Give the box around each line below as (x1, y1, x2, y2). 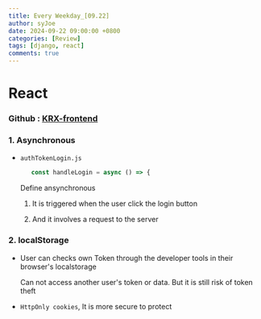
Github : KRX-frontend (8, 113, 98, 124)
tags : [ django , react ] (8, 42, 85, 50)
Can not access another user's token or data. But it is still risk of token (19, 277, 254, 287)
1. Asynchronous (8, 135, 76, 146)
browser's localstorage (19, 262, 97, 271)
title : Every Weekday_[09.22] (8, 11, 110, 20)
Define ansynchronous (19, 183, 96, 193)
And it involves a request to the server (31, 215, 159, 225)
